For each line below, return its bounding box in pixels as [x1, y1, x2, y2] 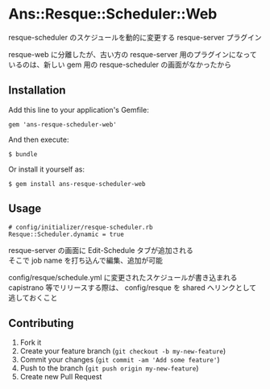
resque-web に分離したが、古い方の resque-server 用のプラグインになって [8, 49, 257, 59]
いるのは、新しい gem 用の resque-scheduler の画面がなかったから [8, 60, 232, 69]
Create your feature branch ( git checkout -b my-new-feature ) [19, 346, 226, 356]
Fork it [19, 337, 42, 347]
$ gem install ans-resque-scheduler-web [8, 180, 147, 188]
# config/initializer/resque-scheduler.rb [8, 223, 153, 231]
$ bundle [8, 150, 38, 158]
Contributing [8, 316, 74, 330]
